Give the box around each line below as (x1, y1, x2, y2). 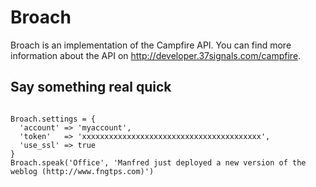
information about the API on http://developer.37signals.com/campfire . (10, 49, 302, 61)
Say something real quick (10, 79, 172, 96)
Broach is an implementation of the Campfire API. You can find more (10, 39, 292, 51)
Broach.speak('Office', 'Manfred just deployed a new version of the (10, 157, 307, 168)
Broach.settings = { (10, 114, 97, 124)
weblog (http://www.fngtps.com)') (10, 166, 155, 176)
